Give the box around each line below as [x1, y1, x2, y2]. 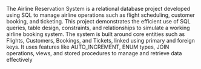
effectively [6, 56, 33, 63]
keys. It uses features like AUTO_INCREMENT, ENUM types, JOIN [6, 43, 170, 50]
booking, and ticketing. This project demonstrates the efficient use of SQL [6, 18, 191, 25]
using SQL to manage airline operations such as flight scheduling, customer [6, 11, 196, 19]
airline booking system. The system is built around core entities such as [6, 31, 185, 38]
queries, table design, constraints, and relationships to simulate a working [6, 24, 190, 31]
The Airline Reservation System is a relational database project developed [6, 5, 191, 12]
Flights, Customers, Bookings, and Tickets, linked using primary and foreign [6, 37, 196, 44]
